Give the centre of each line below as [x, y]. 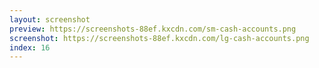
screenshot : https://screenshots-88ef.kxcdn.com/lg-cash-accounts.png [159, 38]
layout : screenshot [50, 19]
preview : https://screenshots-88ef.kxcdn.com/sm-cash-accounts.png [153, 29]
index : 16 [30, 47]
